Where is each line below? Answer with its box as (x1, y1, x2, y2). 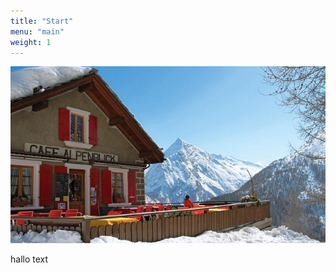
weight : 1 (10, 37, 52, 47)
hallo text (10, 253, 49, 265)
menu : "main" (10, 26, 65, 37)
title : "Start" (10, 16, 74, 26)
